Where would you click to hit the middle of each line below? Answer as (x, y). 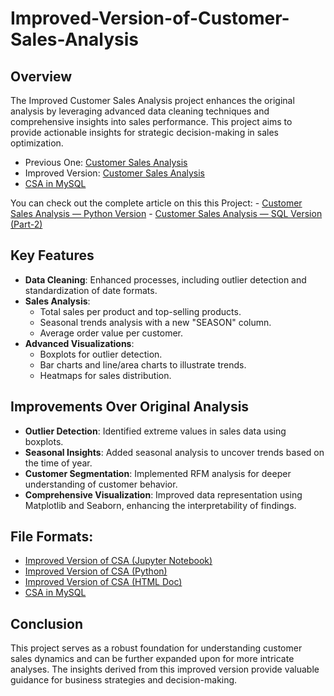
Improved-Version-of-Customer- (150, 18)
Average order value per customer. (111, 333)
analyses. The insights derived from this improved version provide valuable (165, 669)
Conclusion (47, 623)
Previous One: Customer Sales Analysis (106, 162)
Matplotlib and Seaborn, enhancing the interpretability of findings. (160, 505)
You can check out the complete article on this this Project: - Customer (156, 203)
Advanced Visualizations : (79, 343)
